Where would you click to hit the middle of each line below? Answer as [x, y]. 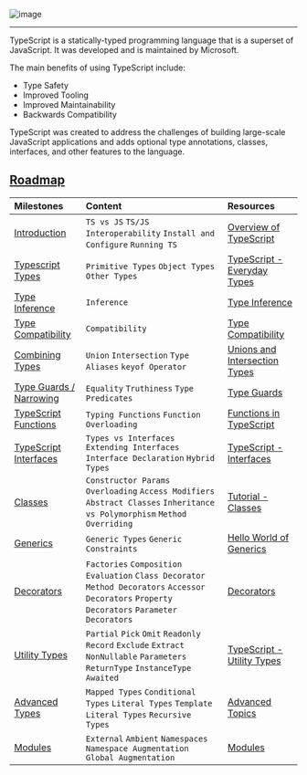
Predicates [109, 398]
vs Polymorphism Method [136, 514]
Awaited [102, 677]
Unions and [252, 349]
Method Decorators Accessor [145, 587]
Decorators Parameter [132, 610]
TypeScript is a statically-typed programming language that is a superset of [152, 40]
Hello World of [258, 537]
